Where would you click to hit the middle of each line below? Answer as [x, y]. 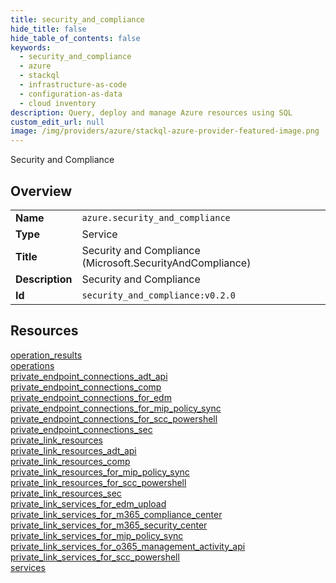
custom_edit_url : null [57, 122]
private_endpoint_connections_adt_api [89, 376]
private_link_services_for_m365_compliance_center [116, 514]
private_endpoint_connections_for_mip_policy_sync [116, 408]
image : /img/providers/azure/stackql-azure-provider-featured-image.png [165, 131]
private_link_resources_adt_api [73, 450]
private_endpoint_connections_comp [86, 387]
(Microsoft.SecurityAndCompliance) [166, 263]
